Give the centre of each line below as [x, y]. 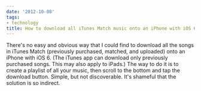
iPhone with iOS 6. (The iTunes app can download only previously [87, 58]
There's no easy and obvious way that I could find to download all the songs [100, 45]
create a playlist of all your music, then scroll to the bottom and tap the [93, 70]
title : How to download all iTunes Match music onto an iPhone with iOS [99, 28]
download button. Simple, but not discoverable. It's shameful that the [91, 77]
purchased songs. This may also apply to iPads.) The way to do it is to [92, 64]
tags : [13, 17]
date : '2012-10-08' [31, 12]
